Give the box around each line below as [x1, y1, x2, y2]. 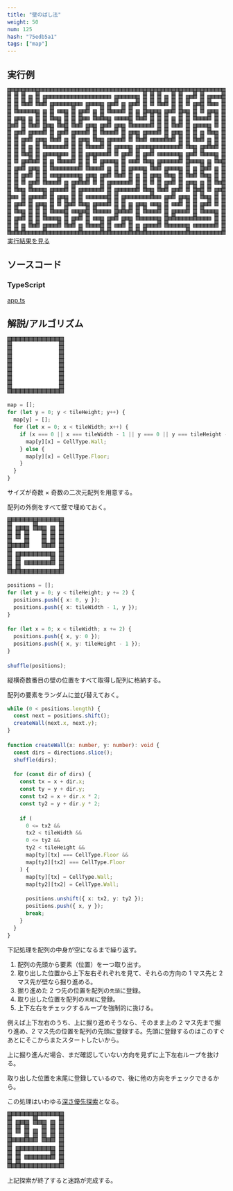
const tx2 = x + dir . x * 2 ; [19, 793, 101, 800]
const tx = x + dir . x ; [19, 778, 85, 785]
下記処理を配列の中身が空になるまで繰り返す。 [7, 945, 141, 954]
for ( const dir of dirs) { [13, 771, 92, 778]
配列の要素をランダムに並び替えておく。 [7, 690, 123, 699]
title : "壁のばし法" [7, 11, 61, 18]
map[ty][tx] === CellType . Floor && [25, 852, 129, 859]
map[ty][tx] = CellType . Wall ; [25, 873, 113, 880]
